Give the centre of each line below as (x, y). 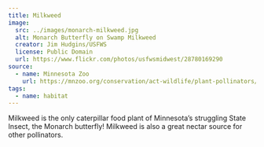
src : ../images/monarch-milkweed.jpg (77, 30)
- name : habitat (42, 96)
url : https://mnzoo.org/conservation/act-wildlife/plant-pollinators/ (140, 81)
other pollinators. (36, 135)
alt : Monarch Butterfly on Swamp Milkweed (86, 37)
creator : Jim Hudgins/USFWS (61, 45)
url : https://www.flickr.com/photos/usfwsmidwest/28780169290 (119, 60)
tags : (17, 88)
